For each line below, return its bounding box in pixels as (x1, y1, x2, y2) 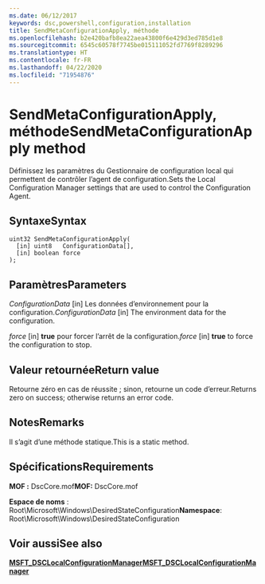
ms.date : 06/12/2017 (9, 11, 78, 20)
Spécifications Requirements (9, 460, 154, 474)
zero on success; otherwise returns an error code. (9, 393, 174, 402)
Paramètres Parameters (9, 278, 127, 291)
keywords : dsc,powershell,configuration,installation (9, 19, 192, 27)
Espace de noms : (9, 496, 69, 507)
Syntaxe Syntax (9, 214, 87, 227)
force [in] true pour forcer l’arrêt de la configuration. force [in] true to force (9, 332, 254, 341)
